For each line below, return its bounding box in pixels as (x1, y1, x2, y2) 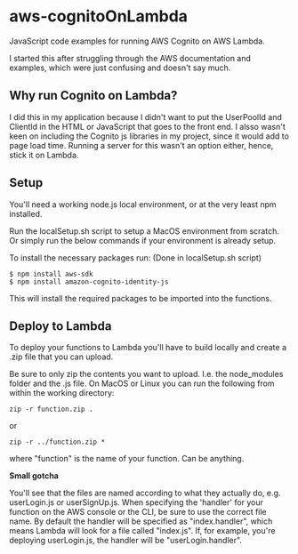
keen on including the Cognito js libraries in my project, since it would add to (9, 131, 289, 141)
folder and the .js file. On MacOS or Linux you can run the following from (9, 378, 275, 389)
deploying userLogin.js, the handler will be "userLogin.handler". (9, 535, 243, 546)
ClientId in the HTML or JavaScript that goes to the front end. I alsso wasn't (9, 121, 286, 132)
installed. (9, 208, 43, 219)
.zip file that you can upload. (9, 351, 114, 362)
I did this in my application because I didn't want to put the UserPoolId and (9, 111, 282, 122)
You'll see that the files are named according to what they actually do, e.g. (9, 487, 281, 499)
